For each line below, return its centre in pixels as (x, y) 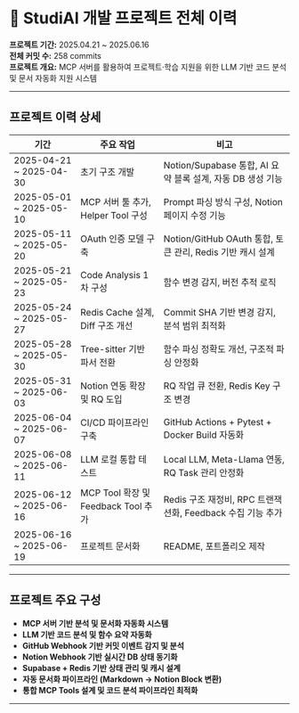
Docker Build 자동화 (204, 435)
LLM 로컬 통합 (108, 459)
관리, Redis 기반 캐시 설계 (225, 252)
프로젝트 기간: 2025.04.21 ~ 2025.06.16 (79, 45)
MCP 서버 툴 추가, (115, 201)
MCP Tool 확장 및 (115, 493)
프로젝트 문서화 (110, 546)
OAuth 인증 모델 (112, 239)
